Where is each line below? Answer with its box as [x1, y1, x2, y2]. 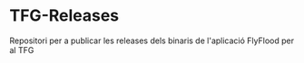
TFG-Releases [9, 5, 120, 26]
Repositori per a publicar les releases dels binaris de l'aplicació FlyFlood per [9, 35, 295, 46]
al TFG [9, 44, 34, 55]
